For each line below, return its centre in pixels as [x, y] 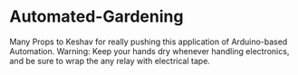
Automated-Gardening [96, 17]
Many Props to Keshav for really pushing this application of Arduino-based [149, 42]
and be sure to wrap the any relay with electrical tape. [110, 61]
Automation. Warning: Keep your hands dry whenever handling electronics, [149, 51]
